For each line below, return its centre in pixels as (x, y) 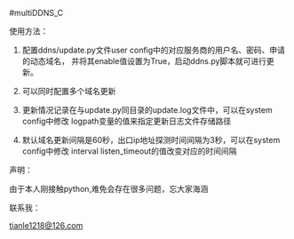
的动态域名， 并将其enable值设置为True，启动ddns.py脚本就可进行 (144, 61)
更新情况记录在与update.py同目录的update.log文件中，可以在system (147, 110)
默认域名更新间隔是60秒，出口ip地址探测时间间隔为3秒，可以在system (151, 140)
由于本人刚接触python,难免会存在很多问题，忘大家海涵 (109, 189)
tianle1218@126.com (46, 225)
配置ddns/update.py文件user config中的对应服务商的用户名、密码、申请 (154, 50)
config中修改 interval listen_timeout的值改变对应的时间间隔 (129, 151)
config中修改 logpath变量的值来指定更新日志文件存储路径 (127, 121)
